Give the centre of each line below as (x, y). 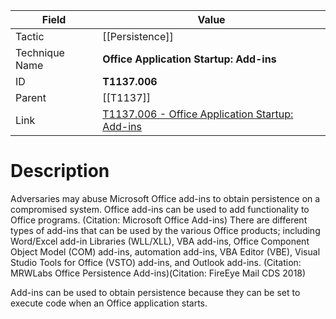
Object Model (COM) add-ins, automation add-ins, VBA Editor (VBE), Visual (165, 251)
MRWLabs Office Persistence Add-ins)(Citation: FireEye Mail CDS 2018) (158, 273)
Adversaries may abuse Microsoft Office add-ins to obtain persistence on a (165, 198)
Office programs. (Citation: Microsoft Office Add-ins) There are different (159, 220)
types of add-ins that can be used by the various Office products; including (165, 230)
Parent (31, 97)
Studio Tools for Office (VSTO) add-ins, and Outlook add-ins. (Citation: (156, 262)
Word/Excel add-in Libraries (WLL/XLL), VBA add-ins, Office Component (160, 241)
